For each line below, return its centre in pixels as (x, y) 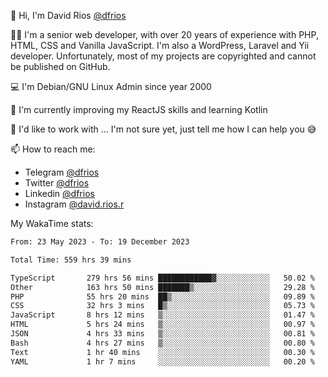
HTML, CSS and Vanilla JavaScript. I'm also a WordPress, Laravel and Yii (160, 45)
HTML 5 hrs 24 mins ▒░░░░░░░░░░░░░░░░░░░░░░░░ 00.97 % (162, 325)
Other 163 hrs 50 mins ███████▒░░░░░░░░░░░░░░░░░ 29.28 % (162, 287)
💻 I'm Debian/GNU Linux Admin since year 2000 (111, 86)
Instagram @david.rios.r (74, 204)
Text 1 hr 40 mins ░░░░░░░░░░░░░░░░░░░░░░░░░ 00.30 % (162, 352)
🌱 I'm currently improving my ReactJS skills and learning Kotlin (139, 109)
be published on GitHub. (60, 66)
